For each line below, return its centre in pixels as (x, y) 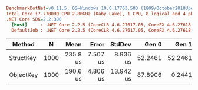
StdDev (121, 45)
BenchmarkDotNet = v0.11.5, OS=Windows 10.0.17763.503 (72, 8)
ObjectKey (24, 75)
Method (23, 45)
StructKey (23, 58)
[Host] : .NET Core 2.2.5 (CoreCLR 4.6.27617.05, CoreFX (88, 25)
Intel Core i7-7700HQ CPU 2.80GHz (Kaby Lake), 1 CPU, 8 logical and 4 (96, 14)
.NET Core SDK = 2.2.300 (34, 19)
